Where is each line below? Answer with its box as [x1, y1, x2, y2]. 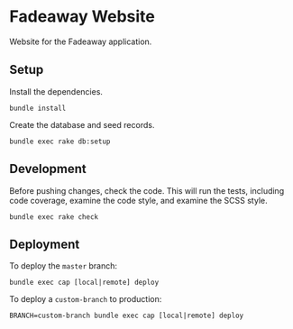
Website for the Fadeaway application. [9, 36, 152, 47]
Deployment [9, 236, 80, 251]
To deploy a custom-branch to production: [9, 294, 162, 305]
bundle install [9, 104, 67, 113]
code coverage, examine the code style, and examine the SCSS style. [9, 195, 268, 206]
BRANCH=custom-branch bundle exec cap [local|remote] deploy [9, 311, 244, 321]
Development [9, 161, 87, 177]
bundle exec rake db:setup [9, 137, 111, 146]
